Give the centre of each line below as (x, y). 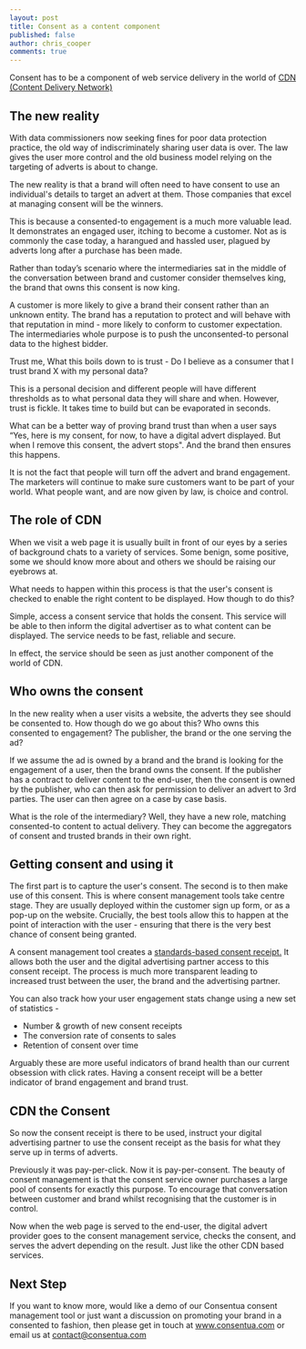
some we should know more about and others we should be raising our (143, 562)
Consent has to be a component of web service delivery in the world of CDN (153, 77)
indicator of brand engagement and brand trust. (99, 1082)
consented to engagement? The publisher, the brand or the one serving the (151, 733)
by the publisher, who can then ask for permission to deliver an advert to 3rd (153, 789)
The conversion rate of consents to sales (99, 1036)
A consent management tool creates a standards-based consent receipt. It (149, 952)
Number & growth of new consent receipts (102, 1026)
